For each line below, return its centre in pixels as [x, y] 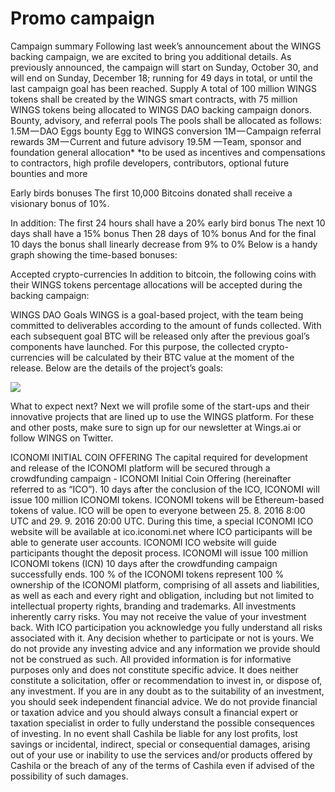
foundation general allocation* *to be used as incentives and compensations [168, 152]
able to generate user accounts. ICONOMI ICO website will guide [143, 542]
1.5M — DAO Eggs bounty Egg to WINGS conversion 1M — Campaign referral [166, 131]
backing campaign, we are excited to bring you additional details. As [151, 56]
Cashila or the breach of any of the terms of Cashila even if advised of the [162, 765]
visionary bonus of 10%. [60, 203]
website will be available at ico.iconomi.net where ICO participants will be [161, 531]
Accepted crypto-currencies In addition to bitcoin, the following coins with [163, 274]
